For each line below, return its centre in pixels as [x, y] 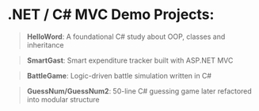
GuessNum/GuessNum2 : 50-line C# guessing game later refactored [139, 91]
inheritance [45, 44]
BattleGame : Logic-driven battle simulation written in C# [119, 75]
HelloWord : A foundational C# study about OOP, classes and [126, 36]
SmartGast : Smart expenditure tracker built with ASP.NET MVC [130, 60]
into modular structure [63, 99]
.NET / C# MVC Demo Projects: [111, 15]
